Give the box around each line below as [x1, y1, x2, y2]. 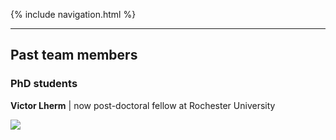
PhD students [10, 77, 78, 91]
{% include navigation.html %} [10, 9, 137, 20]
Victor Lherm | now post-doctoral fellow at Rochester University [10, 99, 276, 111]
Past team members [10, 47, 138, 64]
